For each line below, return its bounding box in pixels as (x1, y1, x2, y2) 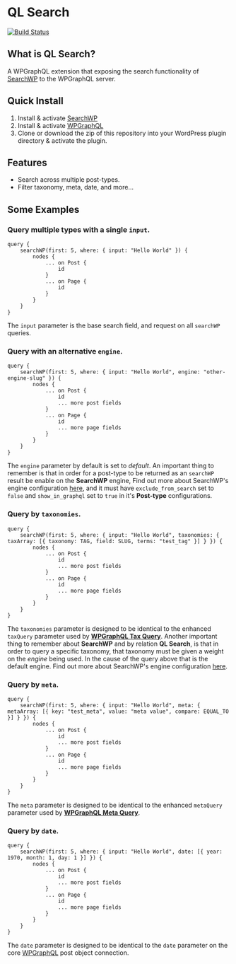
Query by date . (7, 825, 59, 835)
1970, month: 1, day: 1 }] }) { (7, 854, 102, 861)
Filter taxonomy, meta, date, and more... (17, 183, 134, 192)
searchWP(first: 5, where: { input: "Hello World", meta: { (20, 702, 201, 709)
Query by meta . (7, 680, 59, 690)
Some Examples (7, 203, 80, 216)
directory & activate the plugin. (17, 136, 107, 145)
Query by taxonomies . (7, 509, 81, 519)
